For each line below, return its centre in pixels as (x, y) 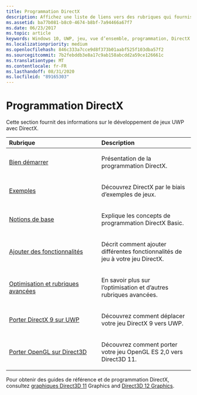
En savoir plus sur (126, 280)
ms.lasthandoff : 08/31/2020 (40, 71)
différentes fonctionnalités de (142, 251)
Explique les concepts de (136, 216)
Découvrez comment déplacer (143, 316)
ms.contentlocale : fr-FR (36, 66)
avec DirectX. (23, 128)
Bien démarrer (29, 162)
